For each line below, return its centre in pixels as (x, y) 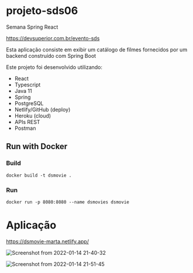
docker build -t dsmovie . (39, 175)
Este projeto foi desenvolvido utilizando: (54, 67)
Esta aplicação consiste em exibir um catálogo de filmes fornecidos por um (97, 49)
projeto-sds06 (42, 11)
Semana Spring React (32, 27)
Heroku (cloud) (33, 116)
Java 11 (23, 91)
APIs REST (27, 122)
